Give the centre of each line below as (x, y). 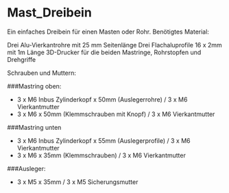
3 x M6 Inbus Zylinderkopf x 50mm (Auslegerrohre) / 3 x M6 (102, 99)
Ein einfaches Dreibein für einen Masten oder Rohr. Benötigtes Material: (108, 32)
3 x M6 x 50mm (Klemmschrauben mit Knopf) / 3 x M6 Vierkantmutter (116, 114)
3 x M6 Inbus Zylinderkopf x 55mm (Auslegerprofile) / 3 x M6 (104, 140)
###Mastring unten (34, 127)
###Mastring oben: (34, 86)
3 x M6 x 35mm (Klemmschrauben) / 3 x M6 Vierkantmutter (101, 155)
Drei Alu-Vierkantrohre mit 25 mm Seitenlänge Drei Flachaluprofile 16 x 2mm (115, 45)
